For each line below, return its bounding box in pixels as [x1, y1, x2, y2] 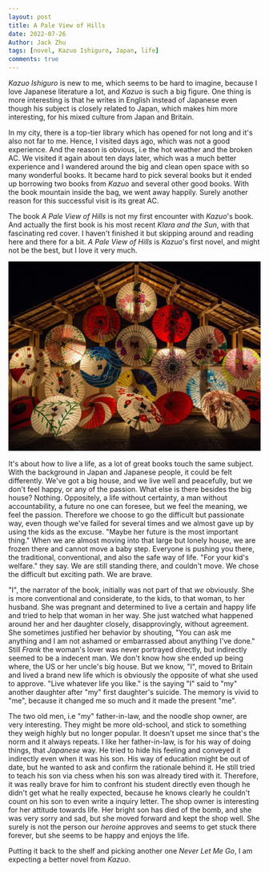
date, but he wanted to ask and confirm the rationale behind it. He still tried [8, 762, 255, 772]
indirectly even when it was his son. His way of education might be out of [8, 754, 250, 763]
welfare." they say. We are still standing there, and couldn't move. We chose [8, 561, 259, 571]
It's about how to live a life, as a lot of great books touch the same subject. [8, 459, 255, 468]
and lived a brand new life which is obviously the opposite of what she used [8, 670, 259, 680]
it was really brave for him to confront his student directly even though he [8, 780, 251, 789]
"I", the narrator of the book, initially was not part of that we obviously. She [8, 585, 255, 595]
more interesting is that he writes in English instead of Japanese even [8, 95, 238, 104]
